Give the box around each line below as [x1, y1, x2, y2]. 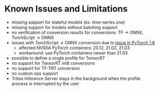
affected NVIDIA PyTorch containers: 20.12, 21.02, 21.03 [18, 45, 130, 51]
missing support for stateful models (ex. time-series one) [11, 19, 125, 25]
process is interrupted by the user [11, 80, 79, 86]
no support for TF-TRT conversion [11, 65, 80, 71]
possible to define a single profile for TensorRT [11, 55, 105, 61]
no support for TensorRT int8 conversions [11, 60, 95, 66]
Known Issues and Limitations [4, 3, 128, 14]
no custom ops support [11, 70, 58, 76]
